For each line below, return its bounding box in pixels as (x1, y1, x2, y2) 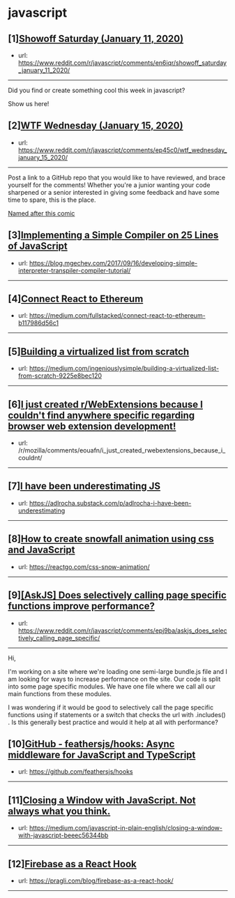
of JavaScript (8, 240, 68, 252)
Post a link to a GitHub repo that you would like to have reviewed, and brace (8, 173, 226, 182)
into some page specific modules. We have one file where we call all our (8, 682, 215, 691)
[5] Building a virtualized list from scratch (8, 346, 190, 358)
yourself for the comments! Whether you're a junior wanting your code (8, 180, 211, 189)
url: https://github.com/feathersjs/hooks (17, 767, 133, 776)
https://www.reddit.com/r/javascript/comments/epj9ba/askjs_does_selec (17, 626, 227, 635)
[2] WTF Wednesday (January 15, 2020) (8, 120, 183, 132)
